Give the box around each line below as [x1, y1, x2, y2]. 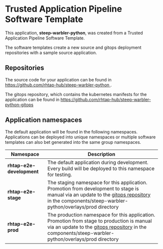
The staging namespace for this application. [47, 179, 147, 186]
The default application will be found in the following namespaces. [5, 129, 138, 134]
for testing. [47, 171, 72, 178]
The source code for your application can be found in [5, 77, 112, 82]
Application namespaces [5, 116, 82, 124]
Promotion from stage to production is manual [47, 217, 152, 224]
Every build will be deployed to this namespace [47, 165, 155, 172]
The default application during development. [47, 159, 149, 166]
